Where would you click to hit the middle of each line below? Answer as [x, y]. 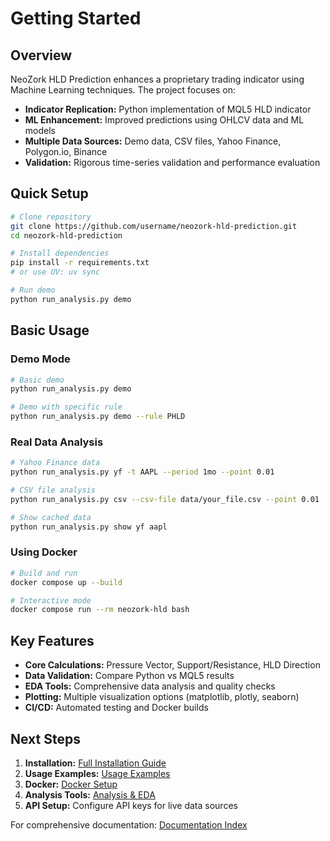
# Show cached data [51, 517]
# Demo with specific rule [66, 407]
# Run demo [33, 290]
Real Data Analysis [57, 442]
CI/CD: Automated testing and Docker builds [116, 708]
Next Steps [45, 738]
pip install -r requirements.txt [80, 263]
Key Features [52, 640]
